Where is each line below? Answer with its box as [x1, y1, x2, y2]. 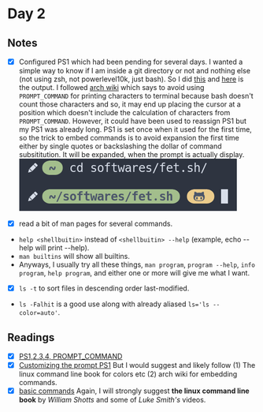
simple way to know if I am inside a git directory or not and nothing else [18, 66, 251, 76]
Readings [7, 331, 55, 344]
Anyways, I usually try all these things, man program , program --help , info [18, 260, 255, 269]
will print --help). [35, 243, 90, 253]
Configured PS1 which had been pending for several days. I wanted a [18, 57, 243, 66]
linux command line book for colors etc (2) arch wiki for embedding [18, 369, 238, 379]
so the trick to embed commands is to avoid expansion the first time [18, 133, 239, 143]
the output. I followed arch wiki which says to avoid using [18, 83, 205, 92]
